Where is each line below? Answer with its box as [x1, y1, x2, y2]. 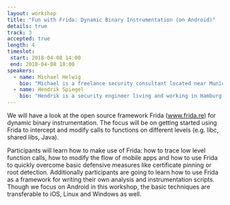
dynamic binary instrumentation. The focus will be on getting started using [7, 119, 218, 126]
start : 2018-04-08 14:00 [10, 55, 81, 61]
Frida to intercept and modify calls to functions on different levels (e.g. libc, [7, 126, 219, 134]
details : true [7, 23, 48, 29]
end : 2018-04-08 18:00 [10, 61, 75, 68]
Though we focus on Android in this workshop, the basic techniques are [7, 182, 211, 191]
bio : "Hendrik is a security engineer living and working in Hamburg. [19, 93, 225, 100]
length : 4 [7, 42, 36, 49]
